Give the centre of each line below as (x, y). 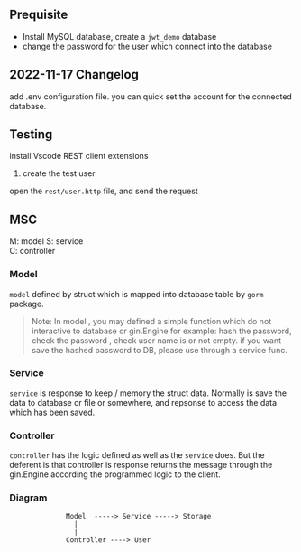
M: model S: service (46, 241)
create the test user (59, 173)
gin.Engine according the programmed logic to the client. (115, 474)
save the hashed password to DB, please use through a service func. (160, 350)
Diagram (28, 498)
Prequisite (39, 15)
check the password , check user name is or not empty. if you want (156, 340)
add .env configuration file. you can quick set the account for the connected (151, 96)
